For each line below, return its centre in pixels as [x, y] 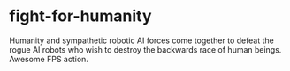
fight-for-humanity [80, 16]
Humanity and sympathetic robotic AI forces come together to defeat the [141, 40]
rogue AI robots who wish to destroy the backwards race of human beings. [145, 49]
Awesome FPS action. [49, 59]
